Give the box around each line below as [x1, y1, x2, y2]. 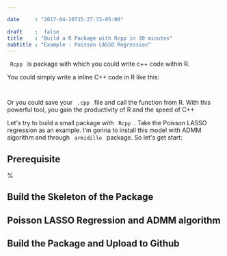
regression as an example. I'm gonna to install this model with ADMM [7, 126, 202, 134]
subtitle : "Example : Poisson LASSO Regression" [7, 41, 152, 48]
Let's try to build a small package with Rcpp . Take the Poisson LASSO [7, 119, 207, 127]
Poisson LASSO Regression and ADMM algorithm [7, 214, 221, 226]
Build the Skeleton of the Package [7, 191, 154, 203]
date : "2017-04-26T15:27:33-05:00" [7, 16, 124, 23]
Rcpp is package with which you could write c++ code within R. [10, 60, 190, 68]
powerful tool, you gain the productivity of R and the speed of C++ [7, 105, 195, 114]
